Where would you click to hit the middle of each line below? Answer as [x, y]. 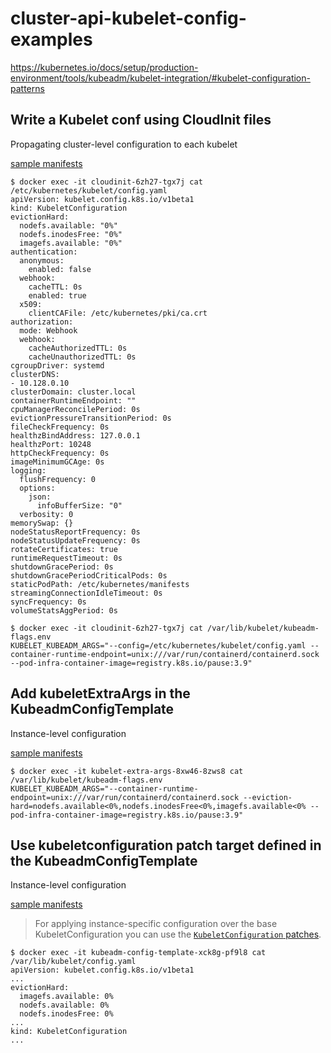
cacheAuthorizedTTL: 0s [78, 348]
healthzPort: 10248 [51, 444]
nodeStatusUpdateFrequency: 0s [75, 540]
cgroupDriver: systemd [57, 365]
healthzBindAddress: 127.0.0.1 [75, 435]
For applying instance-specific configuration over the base [156, 924]
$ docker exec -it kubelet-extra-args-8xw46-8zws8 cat [127, 771]
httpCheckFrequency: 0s [60, 453]
